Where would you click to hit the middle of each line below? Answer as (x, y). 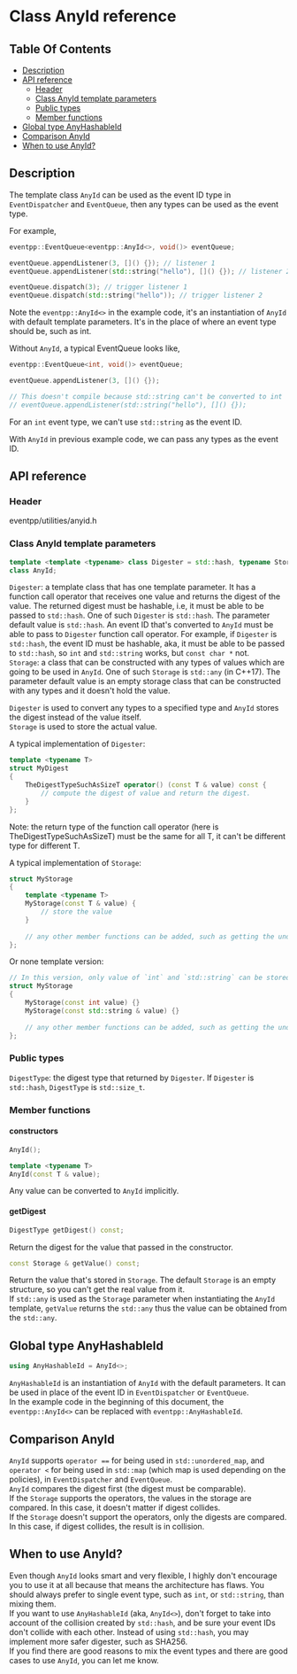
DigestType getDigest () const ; (67, 1230)
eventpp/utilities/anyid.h (53, 521)
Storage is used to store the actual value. (83, 727)
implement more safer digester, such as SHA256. (99, 1641)
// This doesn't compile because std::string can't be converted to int (146, 396)
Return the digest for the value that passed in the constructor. (122, 1247)
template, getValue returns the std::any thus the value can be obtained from (148, 1308)
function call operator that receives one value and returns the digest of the (145, 596)
